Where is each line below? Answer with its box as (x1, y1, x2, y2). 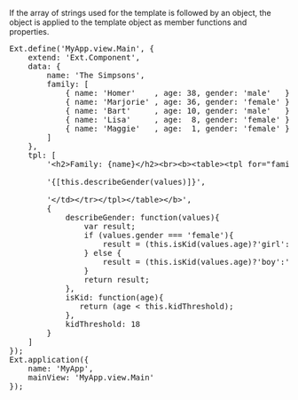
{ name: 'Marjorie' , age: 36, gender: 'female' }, (65, 97, 295, 107)
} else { (83, 248, 122, 258)
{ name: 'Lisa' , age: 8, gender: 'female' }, (65, 115, 295, 124)
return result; (83, 275, 150, 284)
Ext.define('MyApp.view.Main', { (9, 44, 155, 53)
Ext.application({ (9, 355, 90, 364)
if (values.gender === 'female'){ (83, 230, 234, 240)
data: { (27, 61, 61, 71)
